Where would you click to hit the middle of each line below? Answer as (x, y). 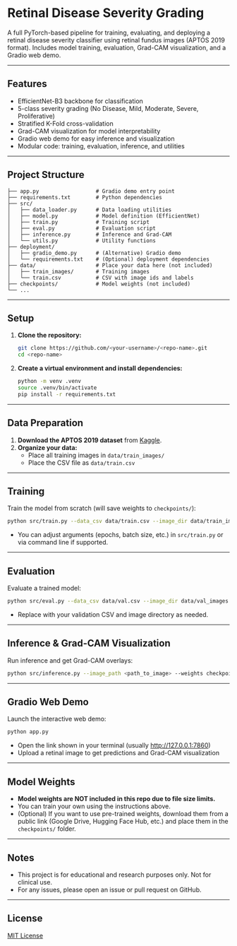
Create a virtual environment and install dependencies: (100, 368)
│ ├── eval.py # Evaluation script (82, 228)
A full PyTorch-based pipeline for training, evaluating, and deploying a (109, 32)
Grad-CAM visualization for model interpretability (89, 131)
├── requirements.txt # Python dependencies (85, 197)
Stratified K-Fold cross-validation (66, 123)
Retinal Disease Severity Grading (106, 13)
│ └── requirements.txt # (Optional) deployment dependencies (109, 259)
